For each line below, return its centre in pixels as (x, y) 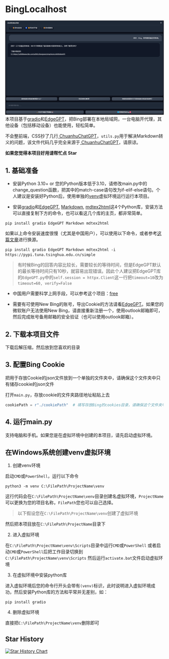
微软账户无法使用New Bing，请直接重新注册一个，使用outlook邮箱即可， (88, 310)
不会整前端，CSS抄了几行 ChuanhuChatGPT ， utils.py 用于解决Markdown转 (84, 136)
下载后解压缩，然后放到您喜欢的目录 (43, 347)
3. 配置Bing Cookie (35, 365)
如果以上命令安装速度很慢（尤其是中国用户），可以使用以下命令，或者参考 (81, 233)
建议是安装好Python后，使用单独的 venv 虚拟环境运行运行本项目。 (84, 196)
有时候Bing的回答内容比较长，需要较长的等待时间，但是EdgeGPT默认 (89, 265)
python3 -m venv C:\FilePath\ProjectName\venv (55, 486)
